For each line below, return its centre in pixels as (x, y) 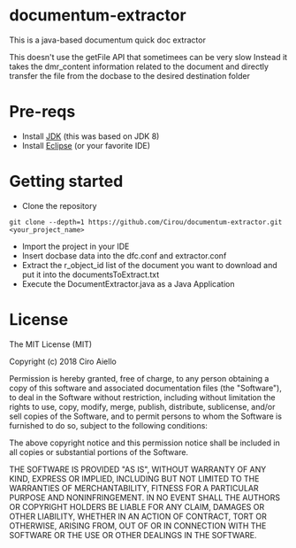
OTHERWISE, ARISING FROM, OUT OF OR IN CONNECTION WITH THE (138, 525)
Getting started (66, 181)
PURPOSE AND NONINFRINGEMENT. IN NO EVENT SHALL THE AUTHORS (145, 498)
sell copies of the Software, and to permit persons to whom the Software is (146, 416)
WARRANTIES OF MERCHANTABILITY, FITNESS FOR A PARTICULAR (134, 488)
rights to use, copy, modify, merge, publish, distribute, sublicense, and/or (142, 406)
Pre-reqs (42, 112)
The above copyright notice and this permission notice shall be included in (144, 443)
